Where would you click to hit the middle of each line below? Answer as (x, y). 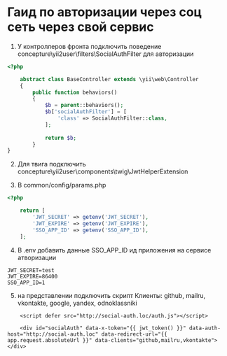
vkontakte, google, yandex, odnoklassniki (77, 303)
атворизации (37, 257)
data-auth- (205, 328)
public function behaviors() (75, 92)
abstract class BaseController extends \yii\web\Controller (109, 79)
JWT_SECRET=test (31, 270)
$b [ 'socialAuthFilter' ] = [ (86, 112)
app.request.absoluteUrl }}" (50, 340)
